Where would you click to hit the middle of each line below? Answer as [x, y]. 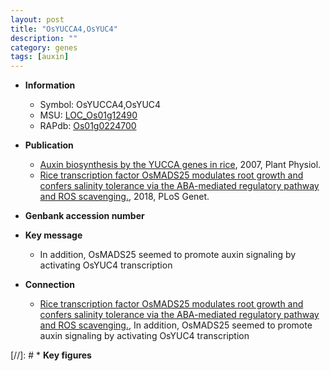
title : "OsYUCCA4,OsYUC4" [64, 29]
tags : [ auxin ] [40, 57]
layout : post [37, 19]
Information [50, 85]
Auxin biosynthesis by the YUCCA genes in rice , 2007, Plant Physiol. [180, 165]
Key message [53, 235]
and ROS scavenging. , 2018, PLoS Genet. [124, 197]
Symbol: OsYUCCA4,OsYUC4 [100, 105]
